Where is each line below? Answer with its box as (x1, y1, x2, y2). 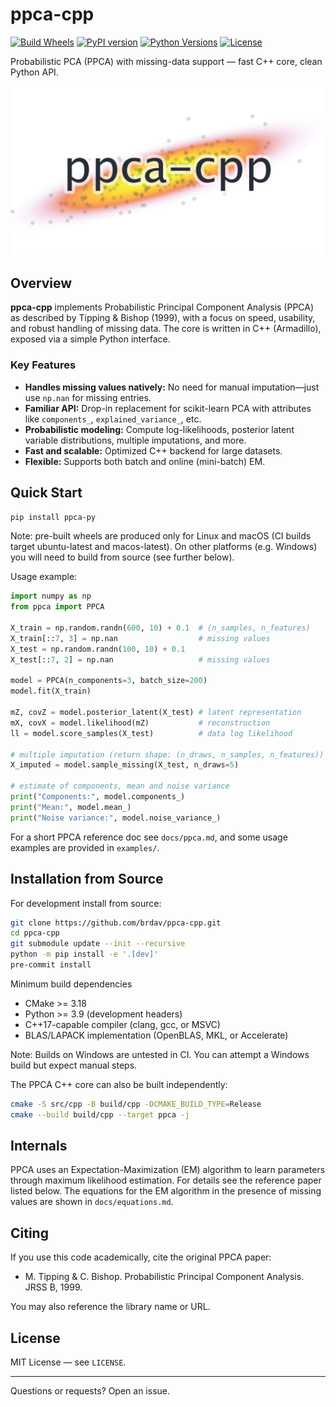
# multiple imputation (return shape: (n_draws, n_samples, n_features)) (10, 749, 325, 760)
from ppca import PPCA (10, 602, 105, 612)
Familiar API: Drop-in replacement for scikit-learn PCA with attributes (24, 402, 312, 414)
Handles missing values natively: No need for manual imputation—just (24, 381, 320, 393)
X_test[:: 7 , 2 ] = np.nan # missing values (10, 654, 271, 665)
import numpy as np (10, 591, 92, 602)
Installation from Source (10, 871, 164, 888)
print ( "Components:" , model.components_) (10, 792, 186, 802)
